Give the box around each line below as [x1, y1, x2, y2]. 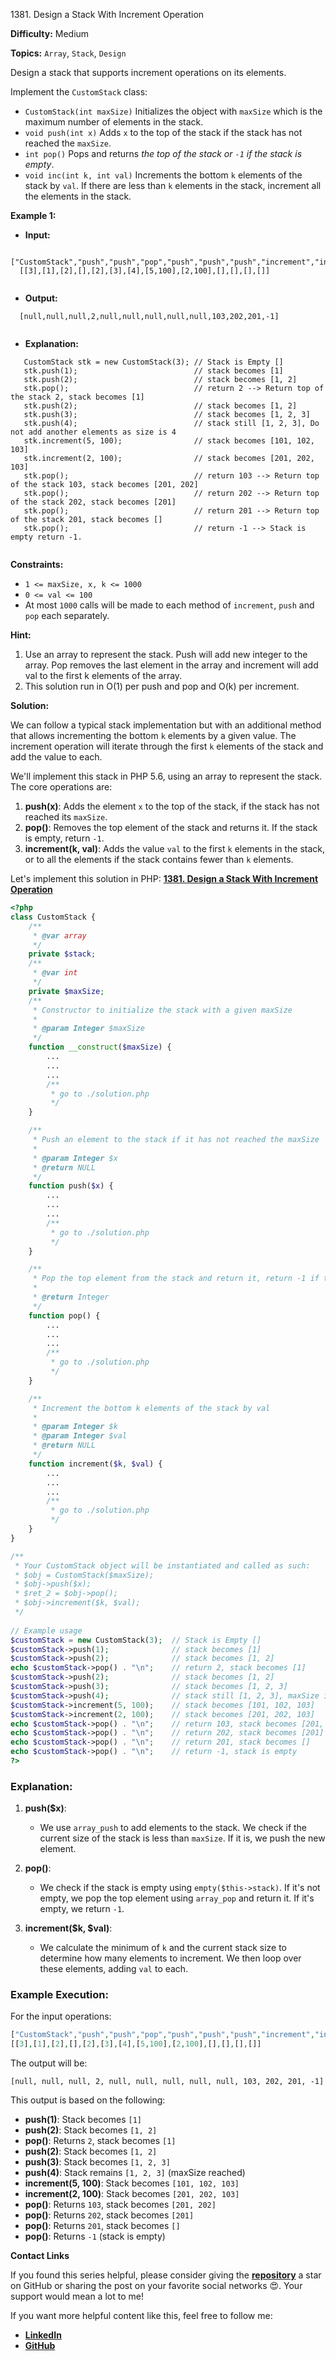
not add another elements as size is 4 [10, 427, 177, 437]
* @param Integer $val [32, 1431, 128, 1441]
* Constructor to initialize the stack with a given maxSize [32, 1005, 293, 1015]
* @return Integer [32, 1292, 110, 1302]
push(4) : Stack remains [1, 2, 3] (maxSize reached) [24, 2167, 246, 2179]
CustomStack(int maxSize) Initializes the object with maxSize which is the [24, 105, 323, 117]
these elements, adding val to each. [39, 1963, 189, 1975]
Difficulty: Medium [10, 28, 90, 39]
